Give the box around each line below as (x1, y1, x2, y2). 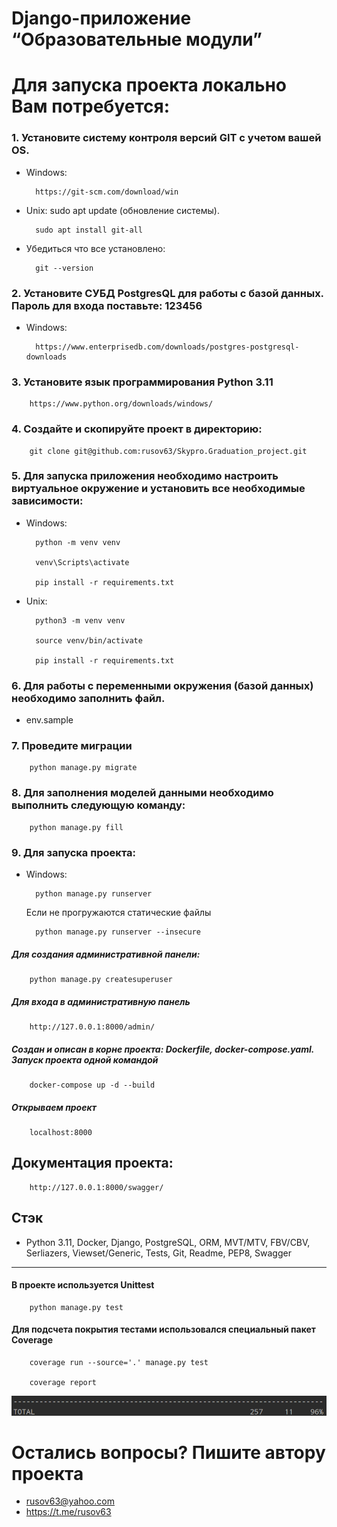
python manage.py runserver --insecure (35, 927, 201, 937)
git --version (35, 263, 94, 273)
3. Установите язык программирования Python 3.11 (11, 375, 274, 389)
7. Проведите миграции (11, 739, 133, 753)
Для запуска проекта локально (11, 74, 287, 97)
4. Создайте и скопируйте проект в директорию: (11, 422, 263, 436)
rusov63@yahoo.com (25, 1495, 115, 1507)
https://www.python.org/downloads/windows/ (29, 399, 214, 409)
